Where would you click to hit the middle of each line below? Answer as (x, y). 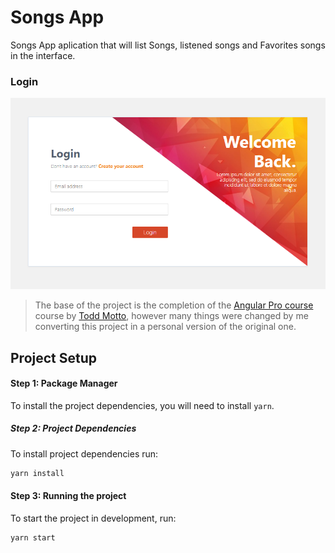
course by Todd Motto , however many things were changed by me (171, 316)
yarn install (37, 473)
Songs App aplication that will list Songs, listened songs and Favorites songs (168, 45)
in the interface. (43, 55)
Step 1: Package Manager (64, 383)
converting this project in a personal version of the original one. (165, 327)
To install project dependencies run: (84, 453)
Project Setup (54, 357)
